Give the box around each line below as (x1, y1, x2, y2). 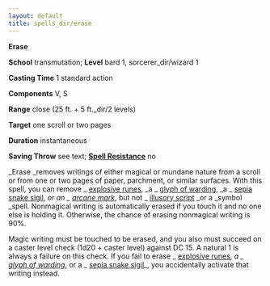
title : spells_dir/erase (8, 19, 92, 27)
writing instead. (8, 268, 61, 278)
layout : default (8, 11, 63, 20)
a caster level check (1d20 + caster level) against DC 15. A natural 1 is (8, 242, 239, 252)
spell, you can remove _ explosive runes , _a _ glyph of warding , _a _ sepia (8, 183, 253, 194)
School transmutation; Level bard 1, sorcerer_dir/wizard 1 (8, 57, 199, 67)
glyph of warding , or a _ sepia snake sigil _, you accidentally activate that (8, 259, 249, 269)
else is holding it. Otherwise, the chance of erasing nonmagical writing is (8, 209, 251, 219)
